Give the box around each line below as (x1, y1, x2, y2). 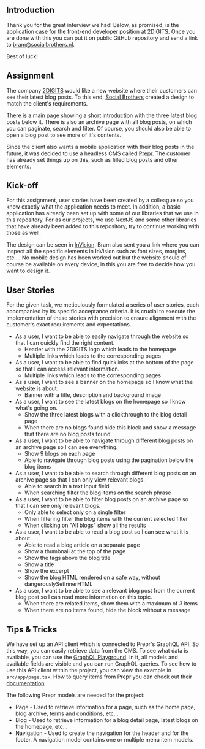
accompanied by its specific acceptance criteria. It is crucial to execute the (6, 308, 196, 315)
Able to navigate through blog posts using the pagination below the (24, 456, 194, 464)
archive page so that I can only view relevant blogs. (15, 476, 145, 483)
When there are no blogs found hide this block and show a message (24, 424, 196, 431)
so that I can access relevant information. (15, 365, 120, 373)
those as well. (6, 229, 42, 237)
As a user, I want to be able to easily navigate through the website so (15, 332, 189, 340)
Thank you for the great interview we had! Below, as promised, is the (6, 21, 179, 28)
